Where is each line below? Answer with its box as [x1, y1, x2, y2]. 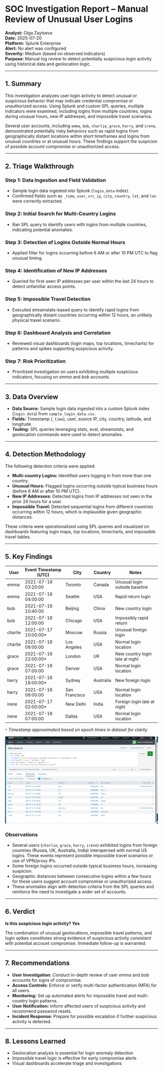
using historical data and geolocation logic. [5, 61, 91, 67]
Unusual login [115, 579, 143, 585]
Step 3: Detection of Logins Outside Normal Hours [5, 239, 125, 246]
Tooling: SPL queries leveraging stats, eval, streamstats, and [12, 427, 134, 432]
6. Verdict [5, 908, 35, 916]
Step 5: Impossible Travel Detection [5, 296, 91, 303]
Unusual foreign [115, 627, 147, 633]
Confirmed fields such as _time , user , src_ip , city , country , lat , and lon [12, 193, 157, 199]
